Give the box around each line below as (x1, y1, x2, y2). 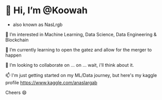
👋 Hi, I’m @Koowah (5, 5, 88, 16)
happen (5, 52, 22, 58)
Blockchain (5, 37, 29, 43)
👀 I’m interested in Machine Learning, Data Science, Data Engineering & (5, 31, 157, 37)
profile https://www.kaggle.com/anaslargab (5, 79, 98, 86)
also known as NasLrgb (12, 21, 63, 28)
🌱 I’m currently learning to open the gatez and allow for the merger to (5, 46, 152, 53)
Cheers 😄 (5, 89, 27, 95)
